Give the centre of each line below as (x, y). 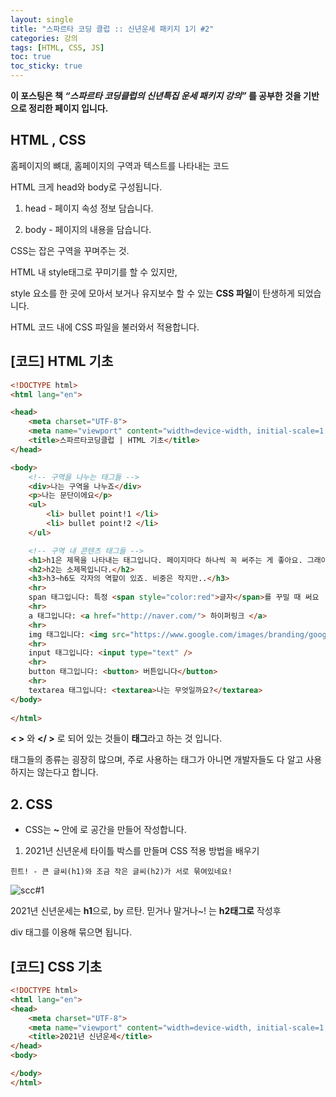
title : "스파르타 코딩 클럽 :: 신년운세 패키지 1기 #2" (112, 29)
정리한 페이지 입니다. (68, 108)
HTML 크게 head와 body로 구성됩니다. (86, 187)
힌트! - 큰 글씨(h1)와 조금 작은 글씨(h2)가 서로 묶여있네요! (121, 872)
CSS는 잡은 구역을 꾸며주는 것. (70, 250)
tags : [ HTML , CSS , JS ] (57, 47)
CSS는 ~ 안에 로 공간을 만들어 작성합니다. (105, 830)
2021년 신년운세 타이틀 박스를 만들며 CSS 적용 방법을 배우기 (142, 851)
